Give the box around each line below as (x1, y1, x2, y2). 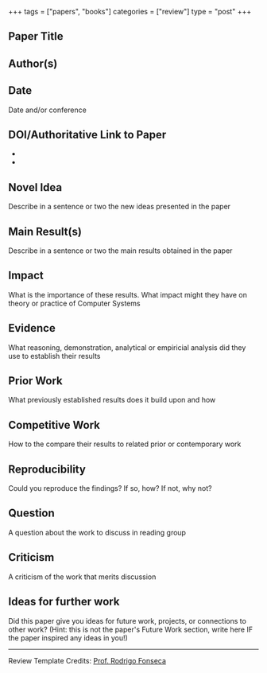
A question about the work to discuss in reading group (8, 527, 187, 537)
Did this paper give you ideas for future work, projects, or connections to (8, 616, 246, 625)
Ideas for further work (8, 595, 120, 609)
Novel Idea (8, 181, 62, 194)
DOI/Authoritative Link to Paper (8, 127, 167, 142)
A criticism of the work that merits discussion (8, 572, 157, 582)
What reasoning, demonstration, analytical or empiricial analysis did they (8, 342, 246, 352)
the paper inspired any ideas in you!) (8, 632, 129, 643)
